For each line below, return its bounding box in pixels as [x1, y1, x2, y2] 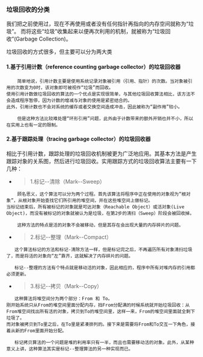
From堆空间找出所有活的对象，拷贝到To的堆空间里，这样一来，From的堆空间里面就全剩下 [6, 308, 195, 315]
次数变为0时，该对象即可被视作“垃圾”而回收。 [14, 85, 114, 91]
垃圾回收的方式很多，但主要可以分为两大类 [6, 48, 112, 56]
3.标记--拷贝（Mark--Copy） [30, 282, 103, 289]
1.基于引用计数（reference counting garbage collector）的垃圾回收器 [6, 63, 181, 70]
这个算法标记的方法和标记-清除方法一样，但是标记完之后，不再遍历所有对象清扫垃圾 [14, 246, 193, 252]
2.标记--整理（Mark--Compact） [30, 233, 112, 240]
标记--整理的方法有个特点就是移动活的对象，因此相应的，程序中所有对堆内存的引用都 [14, 265, 195, 271]
